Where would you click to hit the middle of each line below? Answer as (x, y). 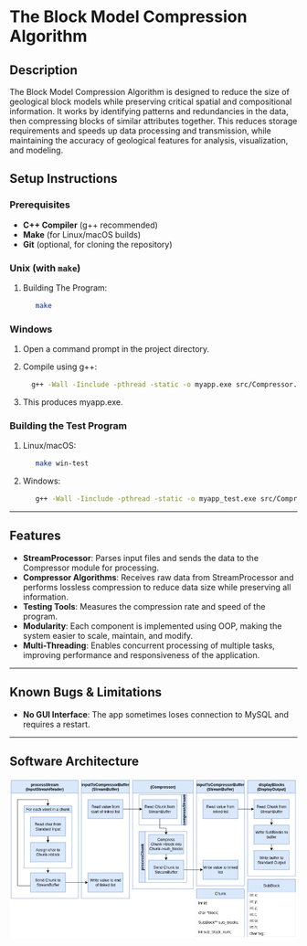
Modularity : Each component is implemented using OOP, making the (152, 626)
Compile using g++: (60, 367)
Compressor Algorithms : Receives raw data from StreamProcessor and (158, 577)
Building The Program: (65, 287)
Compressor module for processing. (91, 568)
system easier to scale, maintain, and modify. (108, 635)
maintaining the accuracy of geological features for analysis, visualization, (149, 140)
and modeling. (37, 150)
